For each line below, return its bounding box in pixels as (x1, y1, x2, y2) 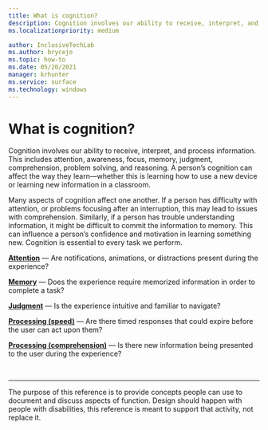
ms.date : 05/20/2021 (8, 63, 77, 72)
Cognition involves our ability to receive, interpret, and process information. (8, 146, 257, 156)
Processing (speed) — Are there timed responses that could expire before (8, 317, 254, 326)
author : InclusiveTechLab (8, 41, 94, 49)
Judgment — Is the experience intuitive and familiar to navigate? (8, 301, 221, 311)
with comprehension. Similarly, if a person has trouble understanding (8, 212, 235, 222)
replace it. (8, 412, 41, 423)
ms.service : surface (8, 77, 77, 86)
